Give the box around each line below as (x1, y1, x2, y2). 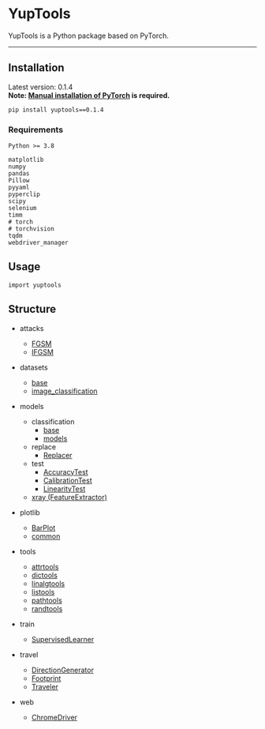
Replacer (43, 450, 73, 460)
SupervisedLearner (31, 634, 95, 644)
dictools (31, 570, 58, 580)
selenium (8, 205, 37, 212)
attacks (19, 323, 44, 333)
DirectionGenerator (31, 665, 95, 675)
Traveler (31, 682, 59, 691)
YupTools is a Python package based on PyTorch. (8, 31, 170, 40)
